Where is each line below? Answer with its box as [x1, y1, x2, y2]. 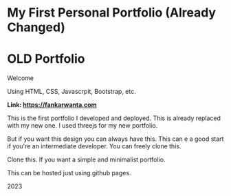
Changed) [7, 19, 65, 35]
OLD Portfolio [7, 51, 85, 67]
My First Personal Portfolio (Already [7, 5, 217, 21]
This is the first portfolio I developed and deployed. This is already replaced [7, 114, 221, 122]
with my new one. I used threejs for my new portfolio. [7, 121, 158, 130]
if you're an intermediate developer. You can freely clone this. [7, 142, 181, 150]
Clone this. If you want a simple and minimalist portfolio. [7, 155, 166, 164]
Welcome [7, 74, 34, 82]
